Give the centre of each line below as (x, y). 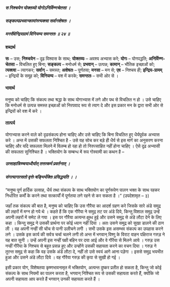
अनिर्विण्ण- (157, 59)
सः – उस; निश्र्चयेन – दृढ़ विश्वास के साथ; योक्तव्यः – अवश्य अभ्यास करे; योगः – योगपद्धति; (77, 59)
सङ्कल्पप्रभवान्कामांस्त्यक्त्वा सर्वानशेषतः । (38, 20)
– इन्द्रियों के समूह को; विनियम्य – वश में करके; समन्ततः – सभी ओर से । (62, 76)
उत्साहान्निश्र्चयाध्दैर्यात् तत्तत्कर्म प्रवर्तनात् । (38, 164)
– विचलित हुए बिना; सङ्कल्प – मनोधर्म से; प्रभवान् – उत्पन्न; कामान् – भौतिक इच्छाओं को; (86, 65)
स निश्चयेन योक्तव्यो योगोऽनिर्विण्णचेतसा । (38, 8)
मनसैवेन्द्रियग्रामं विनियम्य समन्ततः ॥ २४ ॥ (38, 34)
